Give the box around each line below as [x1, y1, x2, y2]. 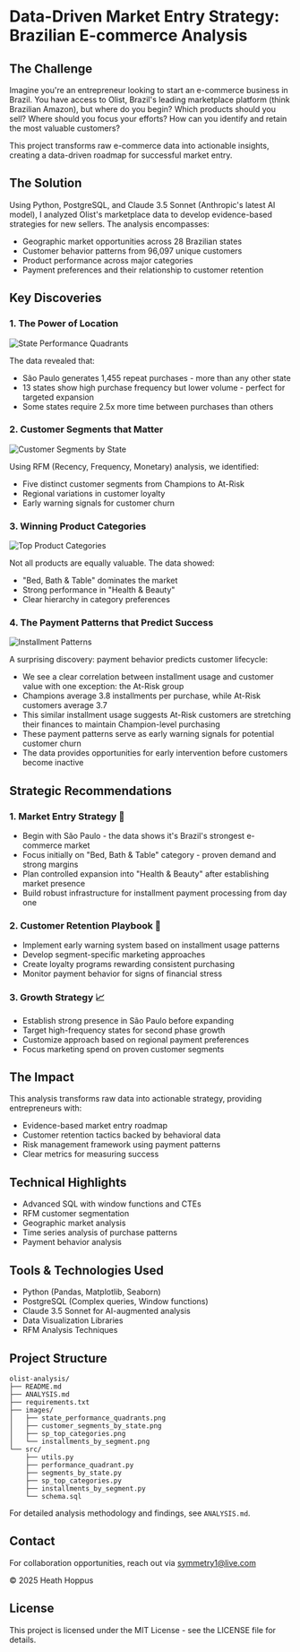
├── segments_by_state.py [25, 1468, 123, 1477]
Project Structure [9, 1351, 107, 1366]
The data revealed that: [9, 355, 96, 366]
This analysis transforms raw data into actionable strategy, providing [9, 1094, 262, 1104]
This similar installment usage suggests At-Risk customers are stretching [21, 710, 291, 721]
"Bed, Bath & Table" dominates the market [21, 575, 178, 586]
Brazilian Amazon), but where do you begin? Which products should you [9, 104, 276, 114]
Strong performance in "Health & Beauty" [21, 584, 176, 595]
